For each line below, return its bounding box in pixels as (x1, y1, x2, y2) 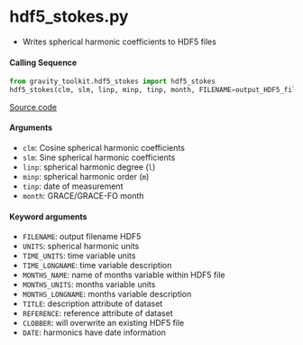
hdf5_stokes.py (9, 6, 129, 27)
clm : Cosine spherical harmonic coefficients (22, 143, 185, 154)
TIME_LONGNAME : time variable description (22, 260, 172, 271)
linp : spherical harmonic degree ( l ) (22, 162, 156, 172)
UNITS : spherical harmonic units (22, 241, 140, 252)
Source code (9, 101, 57, 112)
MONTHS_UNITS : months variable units (22, 279, 156, 290)
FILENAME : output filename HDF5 (22, 231, 142, 242)
